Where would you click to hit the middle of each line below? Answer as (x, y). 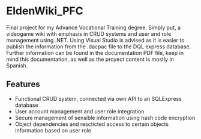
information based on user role (53, 130)
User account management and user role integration (79, 111)
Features (23, 84)
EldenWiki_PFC (45, 11)
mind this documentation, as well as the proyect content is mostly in (90, 59)
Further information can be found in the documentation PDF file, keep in (95, 52)
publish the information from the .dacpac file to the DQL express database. (99, 47)
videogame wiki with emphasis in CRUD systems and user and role (89, 33)
